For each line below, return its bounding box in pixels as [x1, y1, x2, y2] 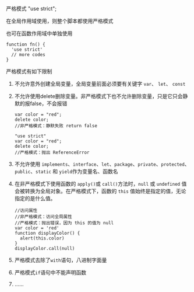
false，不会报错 [30, 100, 68, 107]
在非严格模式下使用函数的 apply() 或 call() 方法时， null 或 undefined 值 [14, 180, 187, 187]
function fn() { [6, 41, 45, 47]
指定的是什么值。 [14, 195, 56, 201]
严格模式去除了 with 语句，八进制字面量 [14, 256, 107, 263]
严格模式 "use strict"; [6, 5, 57, 12]
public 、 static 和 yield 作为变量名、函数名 [14, 168, 118, 175]
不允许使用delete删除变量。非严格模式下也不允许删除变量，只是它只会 [14, 93, 183, 99]
